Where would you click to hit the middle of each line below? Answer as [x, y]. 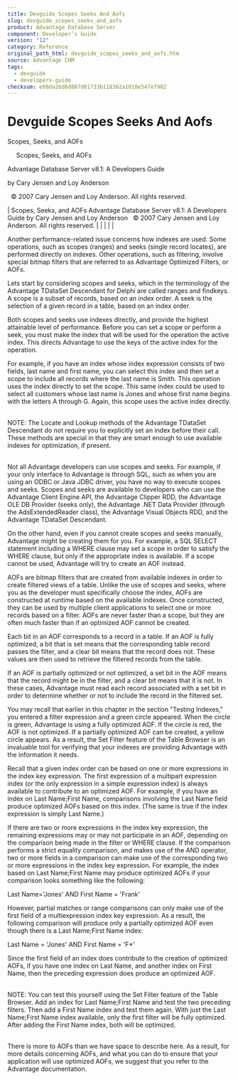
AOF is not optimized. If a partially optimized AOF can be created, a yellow [116, 732]
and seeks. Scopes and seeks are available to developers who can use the [117, 490]
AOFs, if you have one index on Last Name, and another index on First [109, 966]
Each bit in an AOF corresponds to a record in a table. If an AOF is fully [110, 636]
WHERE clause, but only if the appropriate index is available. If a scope [111, 556]
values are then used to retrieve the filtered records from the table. [105, 659]
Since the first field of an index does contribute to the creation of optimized [118, 958]
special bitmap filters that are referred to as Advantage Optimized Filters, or [118, 262]
